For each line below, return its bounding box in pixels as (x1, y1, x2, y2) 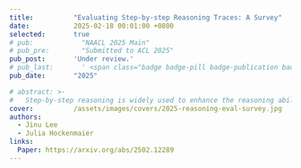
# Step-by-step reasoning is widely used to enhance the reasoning (9, 96, 275, 105)
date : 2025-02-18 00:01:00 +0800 (9, 21, 175, 30)
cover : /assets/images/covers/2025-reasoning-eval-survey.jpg (9, 104, 282, 113)
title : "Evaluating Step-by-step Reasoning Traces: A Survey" (9, 13, 282, 22)
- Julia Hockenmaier (17, 129, 94, 139)
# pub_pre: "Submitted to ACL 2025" (9, 46, 175, 55)
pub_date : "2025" (9, 71, 99, 80)
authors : (9, 113, 42, 122)
